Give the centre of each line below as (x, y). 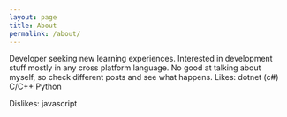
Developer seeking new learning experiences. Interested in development (141, 59)
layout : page (33, 17)
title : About (33, 26)
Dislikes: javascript (43, 104)
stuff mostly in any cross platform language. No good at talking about (135, 68)
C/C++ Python (35, 87)
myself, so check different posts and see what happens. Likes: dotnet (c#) (144, 77)
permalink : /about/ (45, 33)
